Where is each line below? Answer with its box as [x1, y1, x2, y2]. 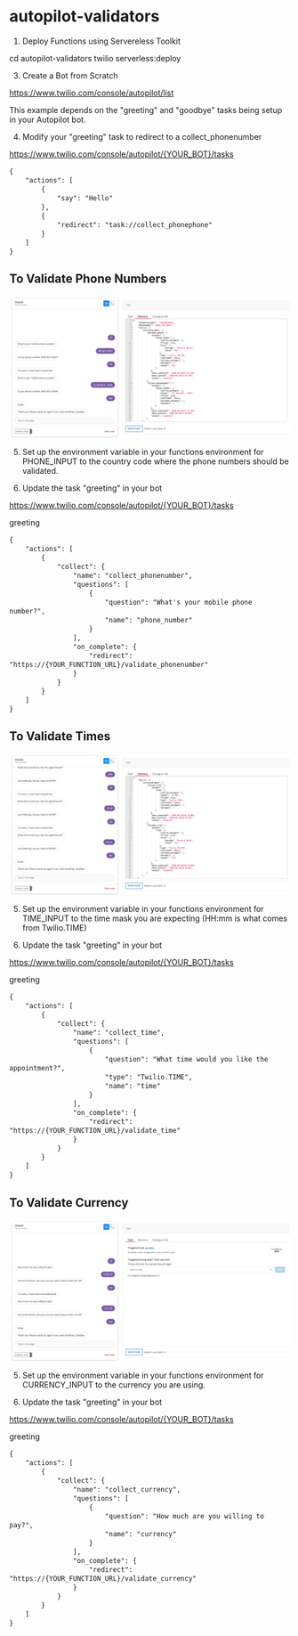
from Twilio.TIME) [21, 923, 87, 933]
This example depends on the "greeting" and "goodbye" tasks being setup [9, 104, 283, 115]
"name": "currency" [104, 1530, 177, 1539]
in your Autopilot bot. [9, 114, 86, 125]
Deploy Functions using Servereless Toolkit [21, 36, 181, 46]
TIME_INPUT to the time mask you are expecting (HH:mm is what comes [21, 913, 288, 924]
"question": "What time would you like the [104, 1055, 269, 1064]
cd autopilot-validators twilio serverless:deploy [9, 53, 181, 63]
